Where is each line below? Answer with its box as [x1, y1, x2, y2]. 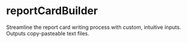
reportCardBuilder [6, 4, 98, 18]
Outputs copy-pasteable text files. [6, 29, 90, 37]
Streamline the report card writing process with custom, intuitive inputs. [6, 24, 182, 31]
